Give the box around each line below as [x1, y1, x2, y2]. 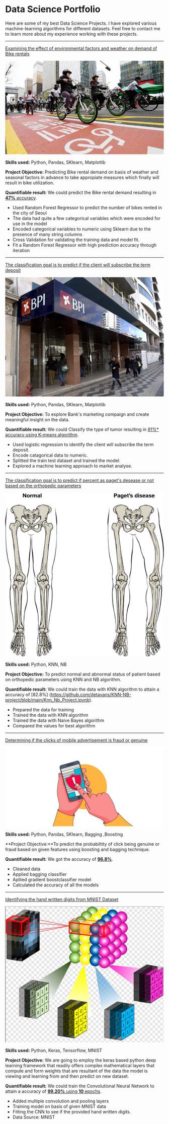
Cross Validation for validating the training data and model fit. [12, 237, 140, 243]
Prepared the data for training [12, 707, 74, 713]
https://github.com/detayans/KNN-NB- [50, 692, 132, 698]
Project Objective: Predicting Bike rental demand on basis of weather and [5, 169, 158, 175]
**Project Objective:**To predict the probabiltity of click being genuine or [5, 841, 160, 847]
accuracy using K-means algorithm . [5, 432, 79, 438]
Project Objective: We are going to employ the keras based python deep [5, 1057, 156, 1063]
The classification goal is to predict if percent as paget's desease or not [5, 477, 154, 484]
